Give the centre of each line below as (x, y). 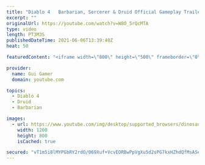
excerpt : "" (21, 18)
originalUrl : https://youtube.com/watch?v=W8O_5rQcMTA (77, 23)
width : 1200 (32, 130)
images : (16, 119)
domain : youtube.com (38, 79)
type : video (21, 29)
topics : (16, 90)
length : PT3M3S (26, 35)
